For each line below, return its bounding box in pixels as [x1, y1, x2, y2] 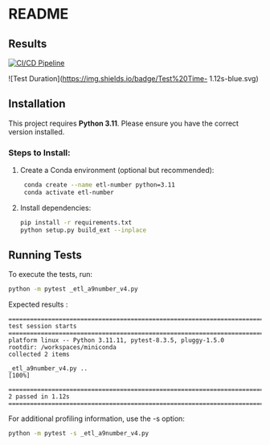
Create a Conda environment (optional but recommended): [19, 166, 215, 175]
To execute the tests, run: [8, 270, 93, 279]
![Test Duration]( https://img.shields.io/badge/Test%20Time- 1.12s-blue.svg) [8, 74, 259, 83]
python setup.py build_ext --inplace [19, 226, 147, 234]
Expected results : [8, 299, 68, 310]
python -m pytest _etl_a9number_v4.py [8, 285, 138, 294]
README [8, 5, 69, 23]
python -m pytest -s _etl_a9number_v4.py [8, 430, 149, 438]
